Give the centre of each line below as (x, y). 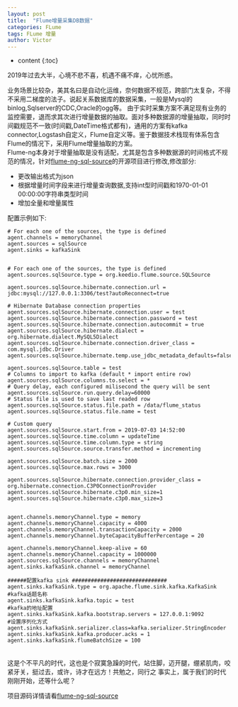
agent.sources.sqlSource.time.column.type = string (85, 443)
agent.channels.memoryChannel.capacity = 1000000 (82, 554)
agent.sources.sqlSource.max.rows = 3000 (69, 468)
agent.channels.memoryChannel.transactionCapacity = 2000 (95, 530)
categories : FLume (34, 27)
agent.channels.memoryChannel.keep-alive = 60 (77, 548)
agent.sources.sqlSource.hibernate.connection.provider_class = (104, 480)
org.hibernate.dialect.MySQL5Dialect (63, 337)
